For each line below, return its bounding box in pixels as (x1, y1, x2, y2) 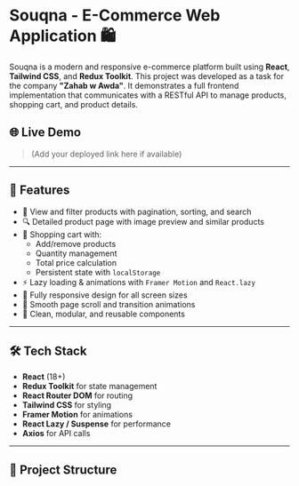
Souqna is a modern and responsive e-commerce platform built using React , (9, 61, 290, 72)
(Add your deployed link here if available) (30, 148, 182, 159)
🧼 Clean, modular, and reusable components (21, 308, 185, 319)
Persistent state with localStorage (35, 267, 161, 277)
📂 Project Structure (9, 462, 117, 477)
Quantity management (35, 248, 117, 259)
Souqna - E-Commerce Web (9, 5, 221, 26)
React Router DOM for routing (21, 390, 133, 401)
